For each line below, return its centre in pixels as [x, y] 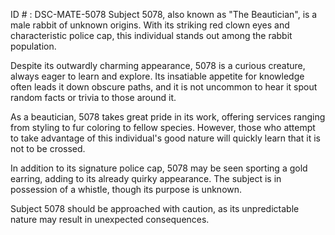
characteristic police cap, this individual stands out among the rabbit [151, 35]
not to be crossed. [48, 148]
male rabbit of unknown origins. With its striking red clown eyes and [150, 25]
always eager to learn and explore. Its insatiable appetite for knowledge [157, 76]
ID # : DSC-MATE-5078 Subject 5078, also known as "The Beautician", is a [164, 14]
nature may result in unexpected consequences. [110, 219]
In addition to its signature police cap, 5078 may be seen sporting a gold [159, 168]
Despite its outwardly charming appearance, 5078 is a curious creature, [158, 65]
